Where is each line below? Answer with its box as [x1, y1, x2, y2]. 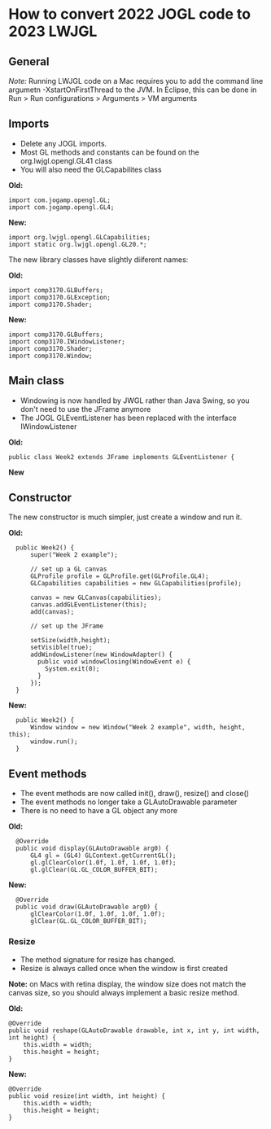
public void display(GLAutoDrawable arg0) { [15, 844, 169, 853]
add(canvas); [29, 608, 75, 616]
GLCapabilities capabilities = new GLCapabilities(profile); [29, 580, 243, 588]
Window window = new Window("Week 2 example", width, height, [29, 724, 246, 732]
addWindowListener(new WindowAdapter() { [29, 650, 173, 659]
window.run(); [29, 737, 79, 746]
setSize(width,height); [29, 637, 111, 645]
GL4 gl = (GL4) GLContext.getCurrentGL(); [29, 851, 177, 860]
